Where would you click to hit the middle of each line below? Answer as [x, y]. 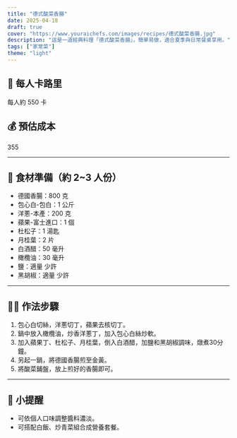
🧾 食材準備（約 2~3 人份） [65, 177]
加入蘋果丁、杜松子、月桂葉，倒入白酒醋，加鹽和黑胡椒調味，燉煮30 [117, 343]
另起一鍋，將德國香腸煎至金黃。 [64, 360]
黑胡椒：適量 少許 [43, 276]
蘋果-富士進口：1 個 [46, 223]
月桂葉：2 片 [36, 240]
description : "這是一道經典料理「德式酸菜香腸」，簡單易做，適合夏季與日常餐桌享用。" [119, 40]
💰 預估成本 [32, 127]
